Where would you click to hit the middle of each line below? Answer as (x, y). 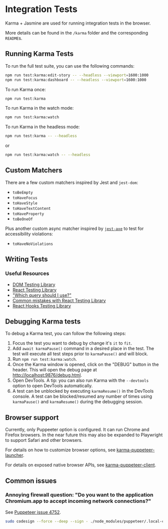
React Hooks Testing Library (42, 306)
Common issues (31, 481)
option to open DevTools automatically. (52, 386)
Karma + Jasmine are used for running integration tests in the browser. (78, 23)
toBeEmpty (23, 192)
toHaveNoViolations (33, 244)
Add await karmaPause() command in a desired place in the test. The (83, 349)
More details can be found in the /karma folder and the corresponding (77, 33)
